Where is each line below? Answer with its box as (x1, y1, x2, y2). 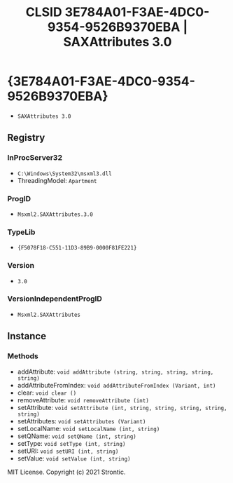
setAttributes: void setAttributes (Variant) (17, 416, 146, 425)
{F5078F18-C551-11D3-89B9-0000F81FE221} (17, 245, 137, 252)
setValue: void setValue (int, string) (17, 454, 131, 463)
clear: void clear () (17, 388, 77, 397)
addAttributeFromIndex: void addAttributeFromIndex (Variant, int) (17, 381, 216, 389)
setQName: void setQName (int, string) (17, 432, 136, 440)
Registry (7, 132, 45, 144)
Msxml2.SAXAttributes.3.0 (17, 211, 93, 218)
